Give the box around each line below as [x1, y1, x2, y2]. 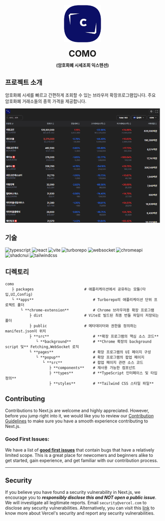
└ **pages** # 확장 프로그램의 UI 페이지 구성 [29, 350, 151, 355]
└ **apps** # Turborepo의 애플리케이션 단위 [11, 297, 152, 303]
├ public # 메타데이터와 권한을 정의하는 [29, 323, 137, 329]
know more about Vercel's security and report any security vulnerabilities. [5, 510, 155, 516]
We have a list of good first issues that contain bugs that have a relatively [5, 447, 155, 453]
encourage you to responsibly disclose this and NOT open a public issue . [5, 494, 157, 500]
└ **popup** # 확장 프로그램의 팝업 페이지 [36, 355, 145, 360]
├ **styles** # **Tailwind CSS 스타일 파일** [49, 381, 154, 386]
